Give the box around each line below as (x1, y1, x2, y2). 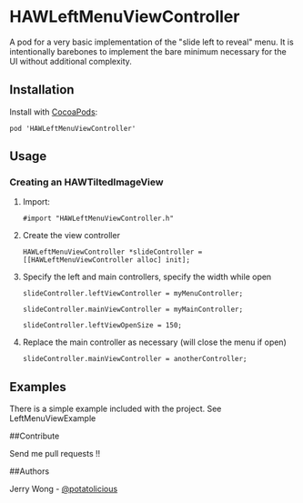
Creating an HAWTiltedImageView (9, 176, 164, 188)
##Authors (9, 466, 50, 477)
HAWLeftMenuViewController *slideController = (22, 247, 203, 257)
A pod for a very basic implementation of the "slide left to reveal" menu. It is (9, 36, 294, 47)
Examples (9, 379, 66, 395)
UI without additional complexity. (9, 55, 132, 66)
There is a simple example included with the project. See (9, 403, 222, 415)
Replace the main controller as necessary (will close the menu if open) (22, 337, 287, 347)
